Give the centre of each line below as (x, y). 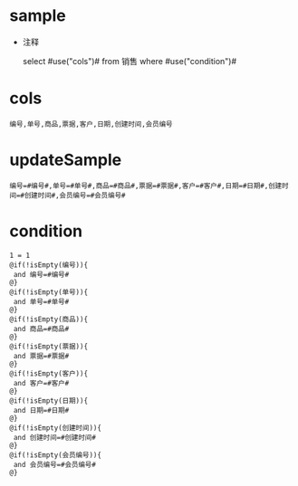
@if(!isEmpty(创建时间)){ (56, 428)
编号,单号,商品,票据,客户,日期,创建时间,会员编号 (91, 124)
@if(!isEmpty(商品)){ (49, 319)
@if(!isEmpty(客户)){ (49, 373)
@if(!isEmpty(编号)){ (49, 265)
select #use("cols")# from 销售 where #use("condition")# (130, 61)
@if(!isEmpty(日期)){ (49, 400)
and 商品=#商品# (41, 329)
